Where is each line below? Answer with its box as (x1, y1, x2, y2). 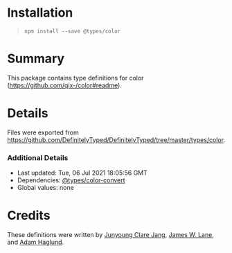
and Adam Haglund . (7, 238, 64, 247)
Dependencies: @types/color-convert (17, 176, 126, 184)
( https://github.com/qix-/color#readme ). (7, 81, 123, 89)
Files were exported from (7, 128, 79, 137)
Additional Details (7, 152, 69, 162)
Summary (7, 51, 64, 67)
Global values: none (17, 184, 74, 192)
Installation (7, 5, 73, 21)
